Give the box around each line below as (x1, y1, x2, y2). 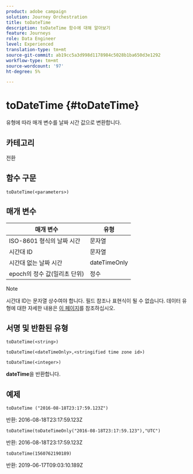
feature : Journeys (6, 30, 51, 36)
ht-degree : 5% (6, 69, 41, 74)
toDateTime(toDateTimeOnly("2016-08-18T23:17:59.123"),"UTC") (6, 428, 161, 434)
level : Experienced (6, 42, 54, 47)
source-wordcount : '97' (6, 63, 64, 69)
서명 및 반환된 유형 (6, 323, 68, 333)
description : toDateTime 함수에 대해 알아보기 (6, 25, 111, 31)
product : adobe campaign (6, 8, 67, 15)
